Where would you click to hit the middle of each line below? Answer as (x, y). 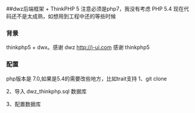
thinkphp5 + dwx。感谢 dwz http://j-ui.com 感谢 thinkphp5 (78, 47)
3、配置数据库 (24, 104)
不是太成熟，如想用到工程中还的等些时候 (66, 16)
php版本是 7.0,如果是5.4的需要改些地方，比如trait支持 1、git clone (86, 78)
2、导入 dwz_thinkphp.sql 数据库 (47, 91)
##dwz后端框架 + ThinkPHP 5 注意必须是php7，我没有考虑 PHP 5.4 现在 (95, 9)
